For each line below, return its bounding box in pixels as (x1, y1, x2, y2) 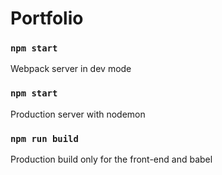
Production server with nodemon (10, 108, 146, 120)
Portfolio (10, 7, 84, 30)
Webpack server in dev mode (10, 63, 132, 75)
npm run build (10, 133, 79, 144)
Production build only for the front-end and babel (10, 153, 213, 166)
